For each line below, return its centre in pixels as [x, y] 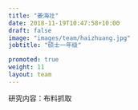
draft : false [30, 30]
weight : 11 [26, 67]
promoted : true [34, 60]
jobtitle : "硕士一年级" [45, 45]
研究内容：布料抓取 [40, 98]
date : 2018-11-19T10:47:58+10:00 [64, 23]
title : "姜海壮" [34, 16]
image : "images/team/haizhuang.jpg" [69, 38]
